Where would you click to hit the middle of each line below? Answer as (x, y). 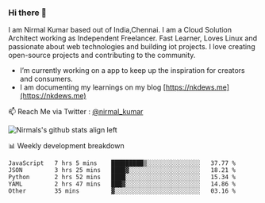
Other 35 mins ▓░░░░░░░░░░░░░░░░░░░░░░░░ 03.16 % (122, 191)
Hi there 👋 (28, 13)
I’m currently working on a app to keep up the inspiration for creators (132, 71)
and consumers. (46, 79)
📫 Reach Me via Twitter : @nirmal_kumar (76, 112)
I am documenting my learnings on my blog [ (93, 87)
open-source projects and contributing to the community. (102, 56)
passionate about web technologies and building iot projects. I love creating (132, 47)
